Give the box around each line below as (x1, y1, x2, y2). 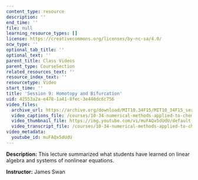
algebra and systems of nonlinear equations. (6, 156, 114, 164)
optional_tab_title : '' (6, 47, 65, 53)
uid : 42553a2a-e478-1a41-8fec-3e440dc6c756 (6, 96, 115, 102)
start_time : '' (6, 85, 44, 91)
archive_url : (11, 107, 44, 113)
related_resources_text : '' (6, 69, 75, 75)
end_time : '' (6, 19, 38, 25)
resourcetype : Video (6, 80, 57, 86)
